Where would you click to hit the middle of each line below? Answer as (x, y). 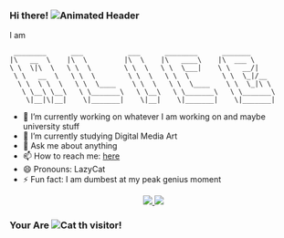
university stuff (51, 127)
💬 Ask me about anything (70, 146)
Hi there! (29, 16)
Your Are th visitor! (66, 225)
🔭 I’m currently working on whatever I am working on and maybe (144, 117)
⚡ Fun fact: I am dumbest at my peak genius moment (122, 180)
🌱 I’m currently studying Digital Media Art (100, 136)
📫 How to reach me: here (71, 156)
